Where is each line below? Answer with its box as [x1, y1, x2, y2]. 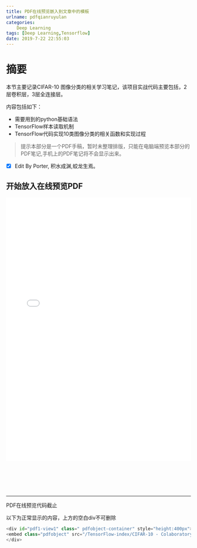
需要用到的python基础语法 [14, 115, 78, 122]
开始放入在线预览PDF [6, 181, 83, 191]
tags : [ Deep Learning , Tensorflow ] [6, 30, 91, 36]
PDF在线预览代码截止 [6, 502, 57, 509]
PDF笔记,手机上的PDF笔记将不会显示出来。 [20, 150, 125, 157]
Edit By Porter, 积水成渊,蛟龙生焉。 [14, 162, 98, 169]
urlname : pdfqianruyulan [6, 14, 67, 20]
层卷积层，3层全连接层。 [6, 90, 66, 97]
